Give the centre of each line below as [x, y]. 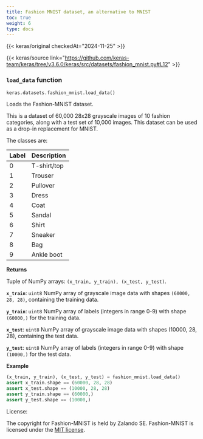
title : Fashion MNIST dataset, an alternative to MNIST [78, 12]
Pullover [43, 186]
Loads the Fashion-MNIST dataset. [50, 104]
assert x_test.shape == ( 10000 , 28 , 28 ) [58, 389]
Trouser [43, 175]
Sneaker [43, 235]
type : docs [20, 29]
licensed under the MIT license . [46, 429]
